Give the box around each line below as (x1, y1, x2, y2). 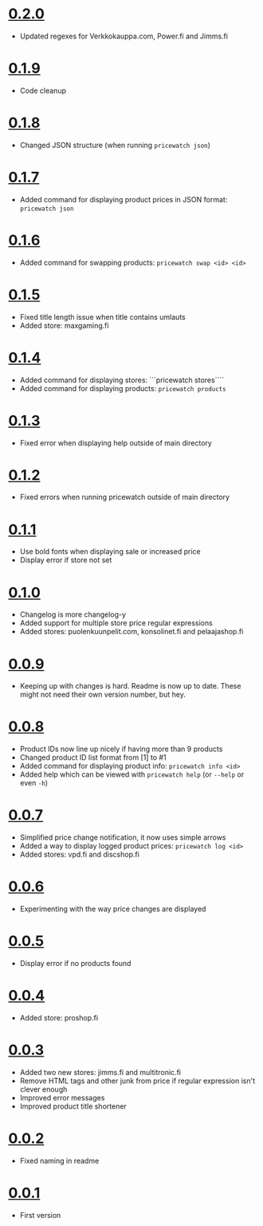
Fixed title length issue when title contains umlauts (19, 312, 186, 321)
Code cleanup (19, 86, 66, 95)
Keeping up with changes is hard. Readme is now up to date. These (19, 681, 241, 691)
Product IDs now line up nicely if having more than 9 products (19, 745, 223, 754)
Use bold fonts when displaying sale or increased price (19, 547, 201, 557)
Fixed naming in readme (19, 1156, 100, 1165)
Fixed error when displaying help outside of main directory (19, 437, 213, 448)
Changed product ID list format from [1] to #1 (19, 753, 167, 762)
